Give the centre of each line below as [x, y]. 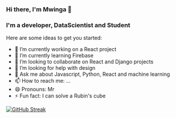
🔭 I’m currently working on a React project [65, 49]
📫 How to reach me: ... [43, 81]
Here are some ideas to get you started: [54, 38]
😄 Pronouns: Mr [34, 89]
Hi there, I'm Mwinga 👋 [39, 9]
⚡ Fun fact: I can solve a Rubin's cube [60, 96]
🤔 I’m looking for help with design [55, 68]
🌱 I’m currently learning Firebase [54, 56]
